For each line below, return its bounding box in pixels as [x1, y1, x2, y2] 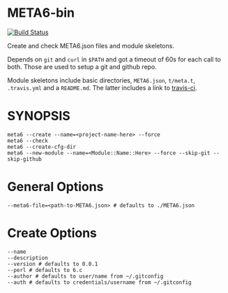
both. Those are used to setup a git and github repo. [7, 62, 157, 71]
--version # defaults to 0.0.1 [7, 260, 98, 267]
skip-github [7, 155, 42, 162]
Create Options [7, 225, 98, 241]
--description [7, 254, 49, 262]
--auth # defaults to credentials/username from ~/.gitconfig [7, 278, 192, 286]
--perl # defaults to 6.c [7, 266, 82, 273]
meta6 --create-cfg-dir [7, 143, 77, 150]
